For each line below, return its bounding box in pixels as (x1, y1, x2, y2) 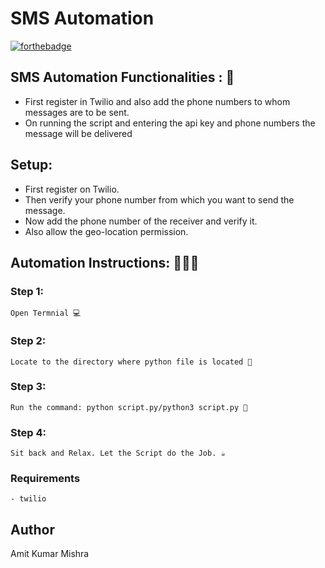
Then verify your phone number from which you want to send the (24, 193, 295, 206)
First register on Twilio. (24, 183, 120, 195)
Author (10, 521, 55, 538)
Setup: (10, 157, 53, 174)
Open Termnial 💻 (10, 308, 82, 319)
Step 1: (10, 284, 44, 298)
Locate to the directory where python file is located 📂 (10, 357, 253, 367)
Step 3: (10, 380, 47, 394)
